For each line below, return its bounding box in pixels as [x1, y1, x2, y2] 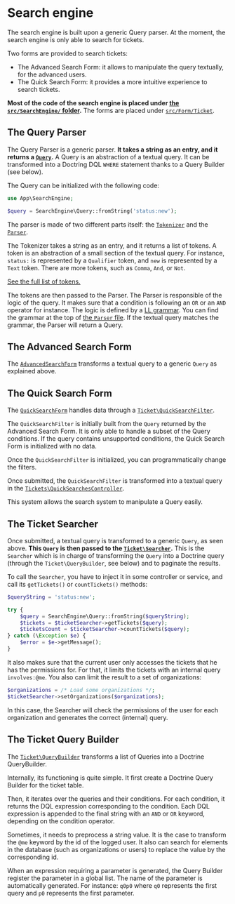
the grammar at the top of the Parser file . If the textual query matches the [7, 313, 220, 321]
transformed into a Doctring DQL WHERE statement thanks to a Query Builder [7, 160, 225, 168]
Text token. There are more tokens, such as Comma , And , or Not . [7, 263, 186, 272]
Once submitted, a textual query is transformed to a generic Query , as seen [7, 536, 224, 545]
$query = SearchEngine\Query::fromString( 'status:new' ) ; [7, 207, 177, 215]
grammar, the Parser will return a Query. [7, 321, 123, 329]
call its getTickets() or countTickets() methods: [7, 580, 148, 588]
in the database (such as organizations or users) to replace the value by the [7, 845, 226, 853]
